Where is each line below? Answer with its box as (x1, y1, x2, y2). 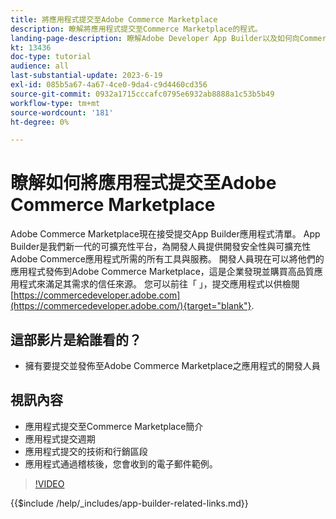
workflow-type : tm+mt (10, 98, 101, 108)
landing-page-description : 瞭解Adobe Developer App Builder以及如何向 (10, 33, 300, 43)
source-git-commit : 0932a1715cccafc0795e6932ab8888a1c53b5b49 (10, 89, 275, 99)
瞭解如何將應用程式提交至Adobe (10, 172, 277, 195)
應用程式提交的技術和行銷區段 (24, 445, 148, 457)
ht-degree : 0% (10, 117, 70, 127)
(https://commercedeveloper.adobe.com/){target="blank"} (10, 300, 252, 312)
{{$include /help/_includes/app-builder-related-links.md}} (10, 497, 249, 509)
